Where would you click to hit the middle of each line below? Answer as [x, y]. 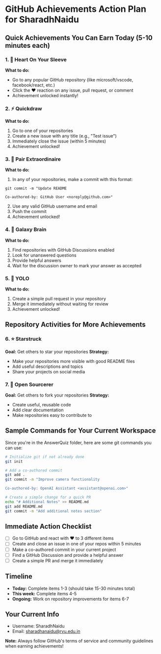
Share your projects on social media [49, 371]
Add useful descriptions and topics [48, 366]
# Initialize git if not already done [45, 457]
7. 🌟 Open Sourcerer [29, 384]
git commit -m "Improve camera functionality [52, 479]
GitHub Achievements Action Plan [76, 9]
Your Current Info [32, 614]
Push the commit [29, 212]
